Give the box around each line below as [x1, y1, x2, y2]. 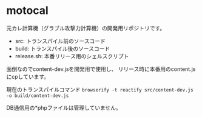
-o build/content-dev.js [6, 92, 69, 99]
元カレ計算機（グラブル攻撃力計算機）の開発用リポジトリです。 [6, 24, 166, 32]
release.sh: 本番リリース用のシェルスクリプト [15, 52, 129, 59]
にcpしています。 [6, 73, 50, 80]
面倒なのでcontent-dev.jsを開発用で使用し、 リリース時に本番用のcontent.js [6, 65, 196, 73]
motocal [6, 4, 49, 18]
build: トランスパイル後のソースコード [15, 45, 110, 52]
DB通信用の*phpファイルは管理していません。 [6, 104, 121, 111]
